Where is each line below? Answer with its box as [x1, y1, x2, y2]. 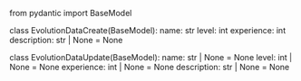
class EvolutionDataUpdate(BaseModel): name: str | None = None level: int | [9, 52, 293, 62]
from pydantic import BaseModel [9, 8, 132, 18]
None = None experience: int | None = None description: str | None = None [9, 62, 290, 72]
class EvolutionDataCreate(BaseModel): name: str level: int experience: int [9, 25, 286, 35]
